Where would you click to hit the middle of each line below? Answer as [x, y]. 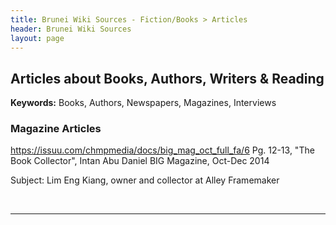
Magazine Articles [56, 129]
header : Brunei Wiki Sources [71, 29]
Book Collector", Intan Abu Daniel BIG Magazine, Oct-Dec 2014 [140, 161]
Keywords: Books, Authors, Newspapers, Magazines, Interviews [143, 103]
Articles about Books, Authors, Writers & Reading [167, 78]
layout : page [37, 38]
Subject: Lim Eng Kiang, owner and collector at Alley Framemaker [145, 180]
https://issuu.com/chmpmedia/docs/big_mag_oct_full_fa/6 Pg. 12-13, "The [162, 150]
